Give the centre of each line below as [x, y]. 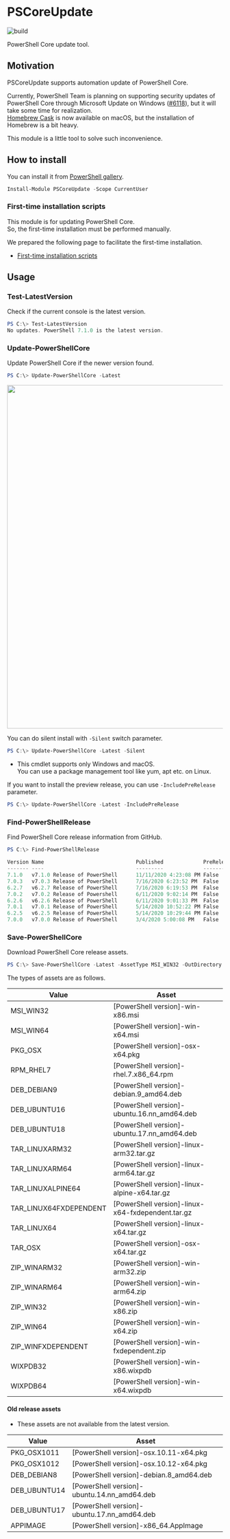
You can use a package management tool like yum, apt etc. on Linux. [114, 772]
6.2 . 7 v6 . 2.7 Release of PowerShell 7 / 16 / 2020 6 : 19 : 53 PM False [113, 888]
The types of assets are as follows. [56, 978]
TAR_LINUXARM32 [41, 1149]
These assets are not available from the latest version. [93, 1424]
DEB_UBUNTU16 [38, 1110]
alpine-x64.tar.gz [142, 1193]
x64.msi [126, 1035]
